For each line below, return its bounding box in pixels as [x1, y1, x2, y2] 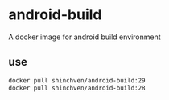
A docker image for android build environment [8, 32, 161, 42]
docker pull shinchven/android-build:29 [8, 76, 146, 85]
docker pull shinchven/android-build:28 [8, 84, 146, 92]
